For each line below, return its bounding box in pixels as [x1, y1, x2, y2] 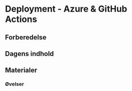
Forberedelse [5, 33, 47, 41]
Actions [5, 14, 38, 25]
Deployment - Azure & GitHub [5, 3, 128, 15]
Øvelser [5, 81, 24, 88]
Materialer [5, 66, 38, 74]
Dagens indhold [5, 50, 54, 58]
